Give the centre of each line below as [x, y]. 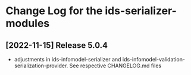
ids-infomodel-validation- [154, 59]
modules [28, 23]
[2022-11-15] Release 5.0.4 [57, 45]
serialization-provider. [41, 66]
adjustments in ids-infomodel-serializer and [68, 59]
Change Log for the [54, 11]
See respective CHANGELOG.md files [115, 66]
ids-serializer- [140, 11]
